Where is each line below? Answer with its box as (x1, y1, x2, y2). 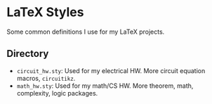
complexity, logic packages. (16, 89, 98, 97)
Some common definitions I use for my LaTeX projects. (6, 27, 165, 36)
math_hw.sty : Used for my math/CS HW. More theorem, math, (16, 82, 194, 90)
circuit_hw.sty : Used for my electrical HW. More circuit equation (16, 66, 206, 74)
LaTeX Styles (6, 4, 84, 20)
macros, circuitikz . (16, 74, 76, 82)
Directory (6, 48, 49, 60)
